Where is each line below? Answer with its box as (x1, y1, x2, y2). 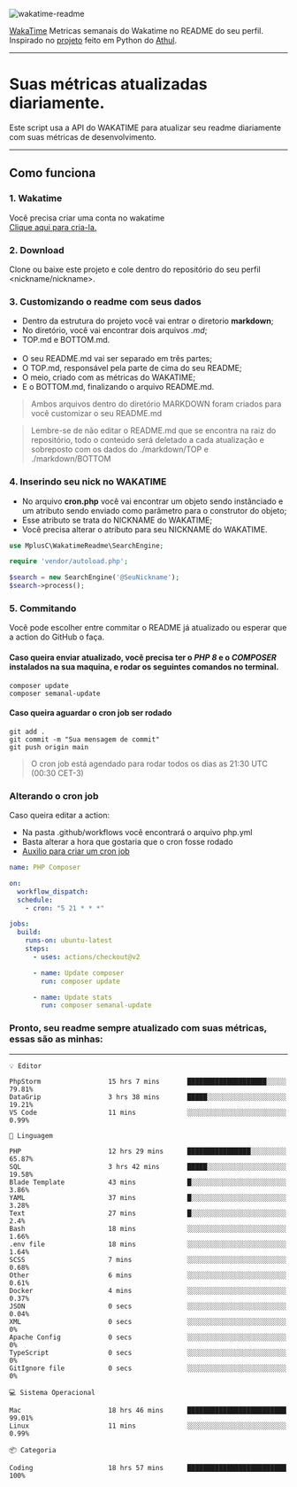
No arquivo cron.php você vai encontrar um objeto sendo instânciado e (21, 496, 284, 507)
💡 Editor (9, 1061, 42, 1071)
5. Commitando (9, 602, 77, 615)
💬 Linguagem (9, 1131, 53, 1140)
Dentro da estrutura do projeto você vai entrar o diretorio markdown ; (21, 315, 274, 327)
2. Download (9, 244, 65, 256)
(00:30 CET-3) (30, 767, 84, 778)
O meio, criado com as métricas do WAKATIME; (21, 372, 196, 383)
